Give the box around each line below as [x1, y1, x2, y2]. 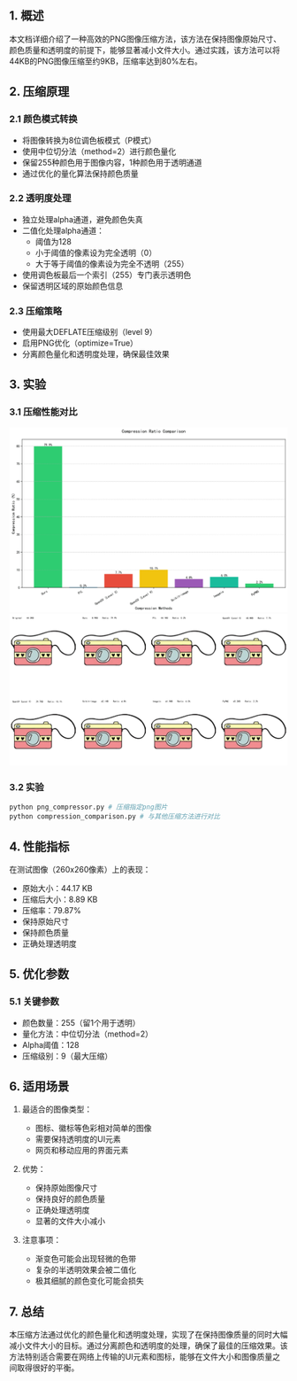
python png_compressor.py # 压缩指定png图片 [9, 803, 168, 812]
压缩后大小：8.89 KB [21, 894, 98, 904]
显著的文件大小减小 [34, 1216, 106, 1227]
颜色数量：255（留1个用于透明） [21, 1017, 141, 1028]
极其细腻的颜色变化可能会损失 [34, 1276, 144, 1286]
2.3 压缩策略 [9, 305, 63, 317]
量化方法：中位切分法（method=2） [21, 1028, 153, 1039]
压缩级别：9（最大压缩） [21, 1051, 113, 1061]
